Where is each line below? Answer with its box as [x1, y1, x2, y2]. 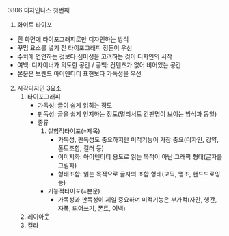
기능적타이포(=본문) [47, 187, 100, 195]
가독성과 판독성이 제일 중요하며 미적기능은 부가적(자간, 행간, [57, 196, 217, 204]
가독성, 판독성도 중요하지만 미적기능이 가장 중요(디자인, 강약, [57, 136, 219, 143]
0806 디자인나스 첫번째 [7, 6, 70, 14]
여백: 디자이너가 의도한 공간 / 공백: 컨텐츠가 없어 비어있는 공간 [16, 61, 182, 69]
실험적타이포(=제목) [47, 127, 100, 135]
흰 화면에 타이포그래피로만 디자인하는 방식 [16, 35, 129, 43]
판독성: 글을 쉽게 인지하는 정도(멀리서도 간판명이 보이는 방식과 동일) [37, 110, 217, 118]
